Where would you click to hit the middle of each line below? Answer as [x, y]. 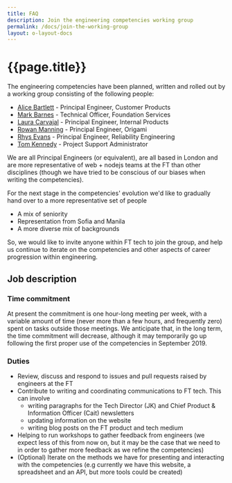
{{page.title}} [47, 67]
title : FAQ [23, 14]
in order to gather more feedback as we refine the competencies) [110, 450]
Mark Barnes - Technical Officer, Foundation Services [94, 115]
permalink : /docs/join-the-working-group [68, 26]
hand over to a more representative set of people [77, 201]
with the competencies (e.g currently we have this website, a [104, 465]
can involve [34, 398]
